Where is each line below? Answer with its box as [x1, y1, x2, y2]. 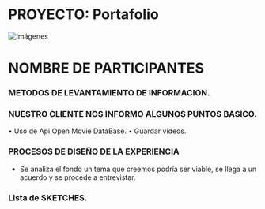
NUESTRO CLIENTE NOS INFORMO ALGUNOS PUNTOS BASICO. [8, 108, 257, 119]
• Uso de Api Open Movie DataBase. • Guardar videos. [8, 126, 187, 136]
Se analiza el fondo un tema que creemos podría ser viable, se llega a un [19, 164, 257, 174]
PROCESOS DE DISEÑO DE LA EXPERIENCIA [8, 146, 180, 157]
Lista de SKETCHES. [8, 192, 88, 203]
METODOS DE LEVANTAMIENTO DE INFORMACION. [8, 88, 211, 99]
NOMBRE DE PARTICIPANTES [8, 59, 204, 77]
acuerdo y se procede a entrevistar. [19, 172, 136, 182]
